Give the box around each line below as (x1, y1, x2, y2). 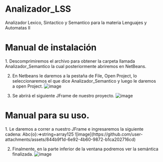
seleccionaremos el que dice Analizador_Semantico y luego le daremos (12, 78, 156, 84)
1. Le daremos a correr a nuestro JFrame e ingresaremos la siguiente (5, 126, 143, 132)
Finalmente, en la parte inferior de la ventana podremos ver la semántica (12, 146, 159, 152)
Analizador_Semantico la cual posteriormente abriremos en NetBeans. (5, 63, 147, 69)
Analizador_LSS (5, 3, 71, 15)
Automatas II (5, 24, 31, 30)
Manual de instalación (5, 42, 97, 53)
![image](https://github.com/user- (74, 131, 143, 137)
